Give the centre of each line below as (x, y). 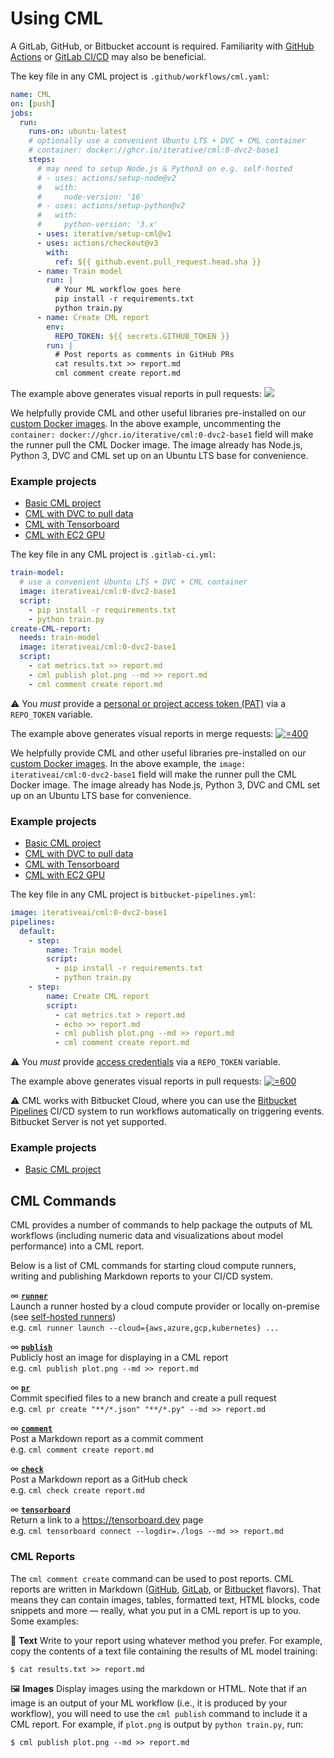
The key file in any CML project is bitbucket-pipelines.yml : (133, 894)
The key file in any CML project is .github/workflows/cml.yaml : (140, 76)
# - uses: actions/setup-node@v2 (106, 178)
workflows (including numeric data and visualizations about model (147, 1236)
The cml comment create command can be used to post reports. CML (152, 1578)
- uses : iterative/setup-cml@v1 (104, 234)
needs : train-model (60, 638)
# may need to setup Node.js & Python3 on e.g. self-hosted (164, 168)
